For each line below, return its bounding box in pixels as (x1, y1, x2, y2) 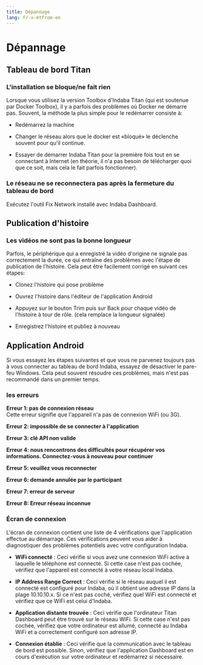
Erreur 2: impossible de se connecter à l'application (6, 423, 139, 430)
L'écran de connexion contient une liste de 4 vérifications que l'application (6, 529, 192, 536)
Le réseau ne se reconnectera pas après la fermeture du (6, 179, 175, 188)
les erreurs (6, 391, 39, 399)
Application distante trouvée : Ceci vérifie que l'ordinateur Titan (15, 609, 177, 616)
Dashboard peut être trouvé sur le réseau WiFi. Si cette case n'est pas (15, 615, 190, 623)
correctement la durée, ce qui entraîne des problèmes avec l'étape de (6, 256, 181, 264)
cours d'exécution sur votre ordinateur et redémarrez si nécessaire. (15, 653, 184, 660)
